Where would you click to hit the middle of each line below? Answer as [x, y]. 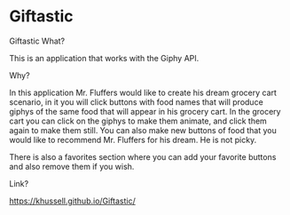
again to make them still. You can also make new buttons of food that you [143, 130]
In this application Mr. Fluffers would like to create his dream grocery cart [143, 92]
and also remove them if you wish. [72, 166]
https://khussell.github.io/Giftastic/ [72, 201]
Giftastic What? [37, 41]
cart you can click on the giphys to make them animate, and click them [138, 121]
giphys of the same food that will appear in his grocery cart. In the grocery [145, 111]
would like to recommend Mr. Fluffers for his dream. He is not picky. [133, 139]
